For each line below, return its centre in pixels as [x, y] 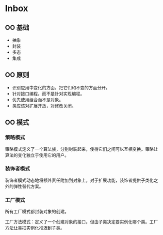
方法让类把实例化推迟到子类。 [35, 228]
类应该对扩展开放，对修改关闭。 [44, 106]
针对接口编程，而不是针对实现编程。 [48, 94]
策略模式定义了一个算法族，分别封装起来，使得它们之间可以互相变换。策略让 [81, 149]
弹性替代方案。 [28, 186]
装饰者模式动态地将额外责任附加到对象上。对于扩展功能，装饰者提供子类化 [79, 180]
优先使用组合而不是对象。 [38, 99]
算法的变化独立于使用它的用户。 [37, 155]
